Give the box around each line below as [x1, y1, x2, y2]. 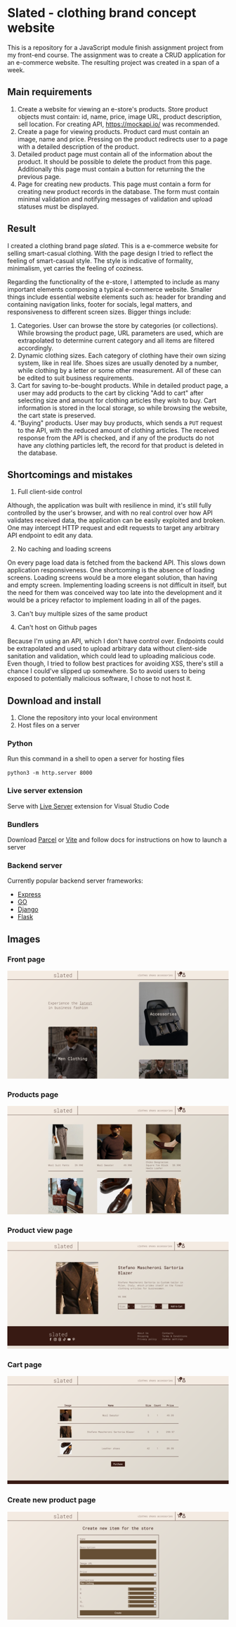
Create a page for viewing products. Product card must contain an [17, 127, 209, 135]
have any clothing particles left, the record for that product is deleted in [17, 441, 224, 449]
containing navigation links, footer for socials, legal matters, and [7, 300, 192, 308]
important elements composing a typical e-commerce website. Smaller [7, 285, 213, 293]
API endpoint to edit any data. [7, 531, 93, 540]
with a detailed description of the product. [17, 142, 139, 151]
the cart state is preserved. [17, 411, 96, 419]
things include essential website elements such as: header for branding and [7, 293, 226, 301]
